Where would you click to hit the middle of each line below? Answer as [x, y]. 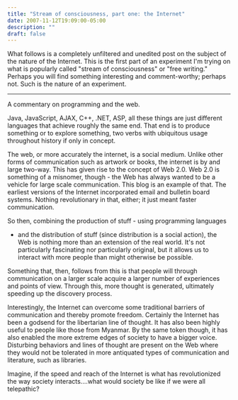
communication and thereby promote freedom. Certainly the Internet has [113, 315]
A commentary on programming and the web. [74, 104]
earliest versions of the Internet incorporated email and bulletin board [109, 192]
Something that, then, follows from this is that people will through [102, 271]
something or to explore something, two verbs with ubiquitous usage [108, 133]
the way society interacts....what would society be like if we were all [107, 382]
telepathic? [24, 389]
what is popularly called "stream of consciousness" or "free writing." [107, 69]
